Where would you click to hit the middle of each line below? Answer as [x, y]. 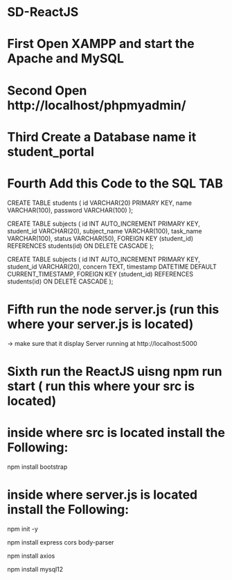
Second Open [47, 90]
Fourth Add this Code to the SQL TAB [115, 183]
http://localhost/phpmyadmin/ [97, 105]
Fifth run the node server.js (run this [113, 309]
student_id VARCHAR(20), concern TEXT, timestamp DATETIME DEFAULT [112, 266]
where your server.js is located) [100, 324]
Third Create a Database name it [102, 137]
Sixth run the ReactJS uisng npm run [115, 371]
